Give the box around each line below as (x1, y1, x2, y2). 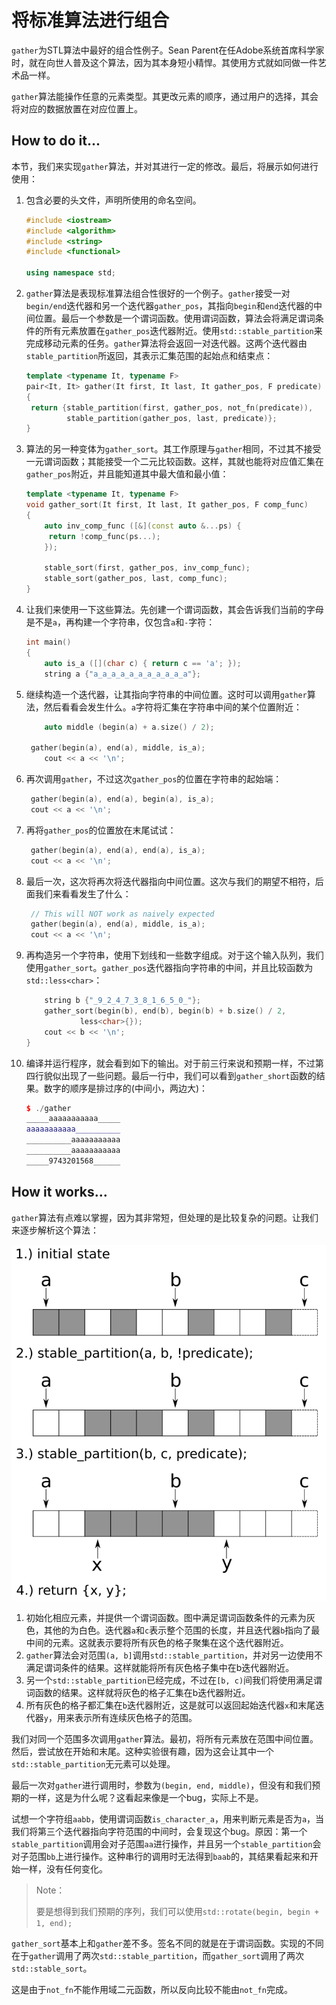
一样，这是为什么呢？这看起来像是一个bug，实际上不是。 (28, 1791, 264, 1803)
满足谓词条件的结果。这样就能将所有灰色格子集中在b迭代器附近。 (25, 1661, 295, 1673)
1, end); (35, 1918, 73, 1928)
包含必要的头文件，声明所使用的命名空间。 (25, 194, 202, 206)
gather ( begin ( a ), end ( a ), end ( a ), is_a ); (30, 845, 206, 855)
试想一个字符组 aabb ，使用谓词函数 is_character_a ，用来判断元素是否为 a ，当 (11, 1812, 325, 1825)
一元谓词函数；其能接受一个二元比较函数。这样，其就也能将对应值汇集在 (25, 456, 324, 468)
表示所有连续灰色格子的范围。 (74, 1711, 198, 1723)
